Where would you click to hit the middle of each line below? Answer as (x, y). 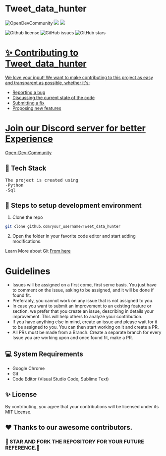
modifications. (27, 241)
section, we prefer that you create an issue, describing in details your (83, 311)
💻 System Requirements (44, 354)
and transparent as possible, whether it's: (48, 83)
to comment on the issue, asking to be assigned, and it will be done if (83, 290)
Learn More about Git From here (38, 251)
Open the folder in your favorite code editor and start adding (74, 236)
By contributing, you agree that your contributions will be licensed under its (82, 406)
